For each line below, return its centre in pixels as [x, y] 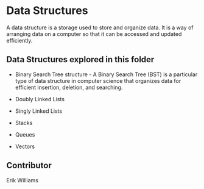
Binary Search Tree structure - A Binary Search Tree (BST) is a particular [106, 74]
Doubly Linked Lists [40, 99]
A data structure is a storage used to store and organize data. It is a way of [100, 27]
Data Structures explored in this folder [80, 59]
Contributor [29, 166]
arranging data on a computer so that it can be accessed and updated [94, 34]
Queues [25, 134]
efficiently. [19, 40]
